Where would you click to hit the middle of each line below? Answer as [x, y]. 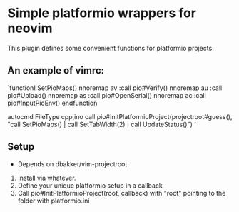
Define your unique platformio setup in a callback [90, 185]
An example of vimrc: [56, 70]
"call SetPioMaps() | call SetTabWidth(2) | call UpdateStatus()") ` [102, 124]
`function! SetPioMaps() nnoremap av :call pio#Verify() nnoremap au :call [115, 88]
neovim [30, 28]
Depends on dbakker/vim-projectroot [72, 164]
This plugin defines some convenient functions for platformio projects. [111, 48]
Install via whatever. [47, 178]
